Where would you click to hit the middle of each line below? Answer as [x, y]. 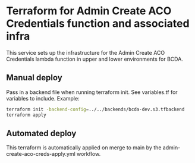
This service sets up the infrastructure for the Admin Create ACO [86, 52]
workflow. [89, 154]
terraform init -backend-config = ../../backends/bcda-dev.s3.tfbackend [95, 109]
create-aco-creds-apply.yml [41, 154]
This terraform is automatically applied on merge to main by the [84, 148]
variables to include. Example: [43, 98]
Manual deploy [34, 78]
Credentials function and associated [98, 23]
